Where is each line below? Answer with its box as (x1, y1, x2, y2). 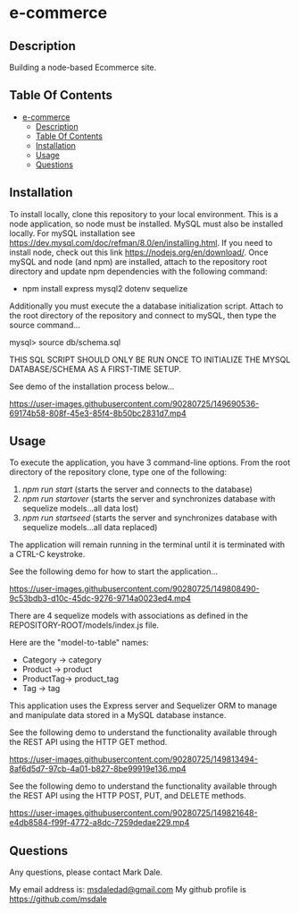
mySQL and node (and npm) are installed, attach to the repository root (9, 256, 268, 266)
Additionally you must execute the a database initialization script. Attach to (9, 300, 284, 311)
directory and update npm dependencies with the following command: (9, 266, 268, 276)
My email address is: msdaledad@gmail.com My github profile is (9, 884, 247, 895)
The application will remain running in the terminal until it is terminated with (9, 539, 286, 550)
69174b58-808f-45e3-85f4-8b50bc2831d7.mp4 (9, 408, 187, 418)
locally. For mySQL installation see (9, 227, 136, 239)
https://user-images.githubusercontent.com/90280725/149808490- (9, 584, 261, 595)
